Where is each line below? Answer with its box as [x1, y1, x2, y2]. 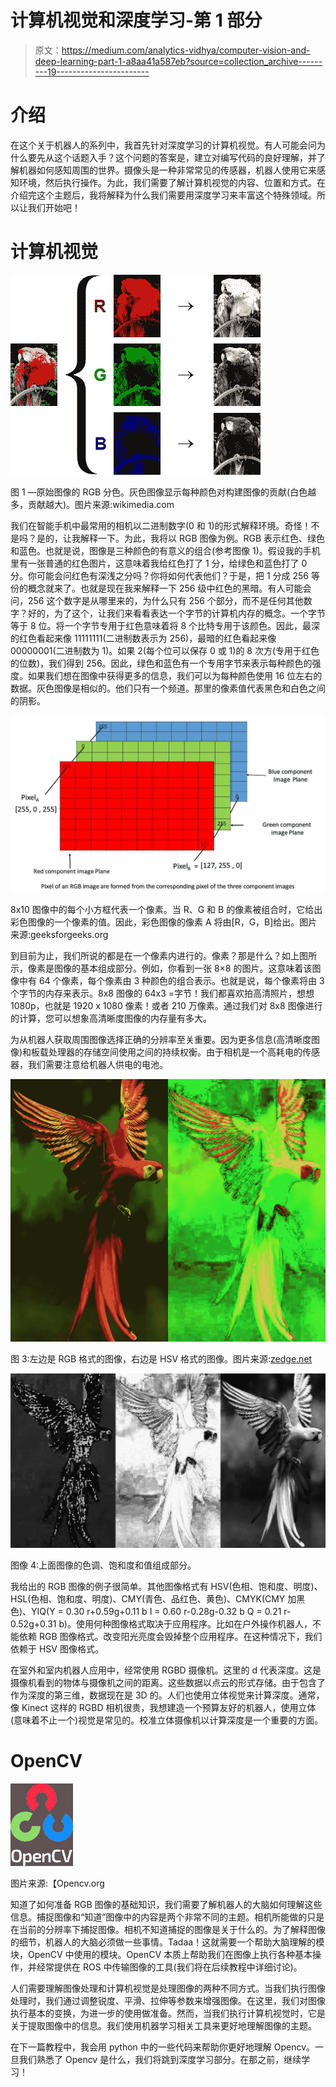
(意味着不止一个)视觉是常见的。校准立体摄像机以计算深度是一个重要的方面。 [10, 1714, 324, 1726]
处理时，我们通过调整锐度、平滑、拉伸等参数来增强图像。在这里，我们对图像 [10, 1995, 326, 2007]
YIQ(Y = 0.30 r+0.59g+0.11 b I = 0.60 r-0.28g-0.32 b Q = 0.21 [31, 1606, 282, 1618]
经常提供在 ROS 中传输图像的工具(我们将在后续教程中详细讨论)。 [36, 1961, 303, 1973]
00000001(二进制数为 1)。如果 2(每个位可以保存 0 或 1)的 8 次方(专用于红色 [10, 644, 320, 656]
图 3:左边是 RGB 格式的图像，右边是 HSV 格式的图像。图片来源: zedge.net [10, 1352, 313, 1365]
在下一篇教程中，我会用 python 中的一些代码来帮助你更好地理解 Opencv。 [10, 2041, 316, 2053]
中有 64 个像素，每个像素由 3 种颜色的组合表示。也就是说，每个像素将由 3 [18, 975, 325, 987]
